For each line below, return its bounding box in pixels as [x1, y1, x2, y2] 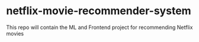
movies [6, 30, 24, 37]
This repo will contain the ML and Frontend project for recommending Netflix [6, 24, 193, 31]
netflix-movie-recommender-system [6, 4, 191, 18]
